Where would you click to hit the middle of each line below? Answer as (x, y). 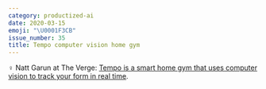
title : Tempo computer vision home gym (74, 45)
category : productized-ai (51, 15)
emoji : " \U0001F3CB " (42, 30)
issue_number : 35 (37, 38)
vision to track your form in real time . (68, 76)
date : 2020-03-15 (37, 23)
